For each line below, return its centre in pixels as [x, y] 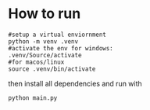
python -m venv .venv [43, 41]
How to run [45, 14]
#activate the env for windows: [61, 48]
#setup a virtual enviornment [57, 35]
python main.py [33, 98]
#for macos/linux [36, 62]
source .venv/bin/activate [52, 69]
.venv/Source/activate [45, 55]
